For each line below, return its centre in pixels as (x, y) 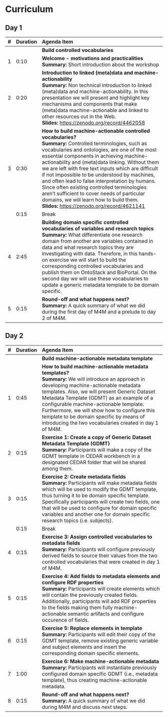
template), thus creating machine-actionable (94, 680)
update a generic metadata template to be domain (100, 285)
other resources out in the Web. (79, 116)
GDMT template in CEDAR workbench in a (91, 456)
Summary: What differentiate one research (92, 235)
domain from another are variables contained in (97, 241)
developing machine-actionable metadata (91, 385)
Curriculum (29, 9)
